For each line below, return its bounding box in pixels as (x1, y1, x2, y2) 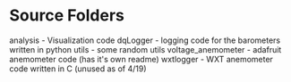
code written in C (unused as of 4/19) (9, 63, 147, 74)
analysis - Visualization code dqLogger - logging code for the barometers (9, 35, 281, 45)
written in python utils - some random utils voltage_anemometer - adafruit (9, 44, 282, 54)
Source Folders (9, 5, 125, 26)
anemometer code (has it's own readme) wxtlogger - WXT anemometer (9, 53, 273, 64)
